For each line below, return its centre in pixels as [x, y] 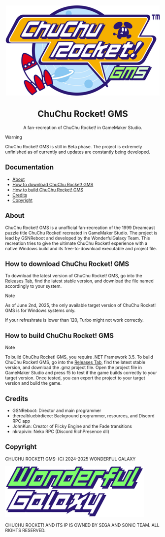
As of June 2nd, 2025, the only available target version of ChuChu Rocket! [81, 305]
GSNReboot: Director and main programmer [57, 410]
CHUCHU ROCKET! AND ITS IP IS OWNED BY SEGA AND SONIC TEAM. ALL [82, 525]
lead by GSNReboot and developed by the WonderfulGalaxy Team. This [78, 238]
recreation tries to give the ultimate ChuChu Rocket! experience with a [76, 243]
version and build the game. [33, 383]
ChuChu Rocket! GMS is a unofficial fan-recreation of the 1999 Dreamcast [80, 228]
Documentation [30, 167]
